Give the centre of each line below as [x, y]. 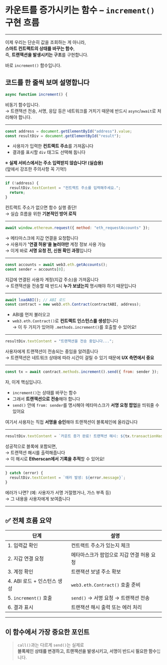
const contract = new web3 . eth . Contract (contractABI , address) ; [73, 305]
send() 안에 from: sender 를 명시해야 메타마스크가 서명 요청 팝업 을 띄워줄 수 [86, 405]
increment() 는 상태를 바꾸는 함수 [44, 392]
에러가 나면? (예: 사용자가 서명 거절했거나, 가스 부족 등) [58, 492]
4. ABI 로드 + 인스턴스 [32, 581]
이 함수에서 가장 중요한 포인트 [47, 632]
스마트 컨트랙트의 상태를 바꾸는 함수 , [40, 48]
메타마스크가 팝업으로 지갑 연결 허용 [111, 555]
